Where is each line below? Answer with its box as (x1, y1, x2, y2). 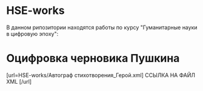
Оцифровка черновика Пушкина (6, 52, 180, 66)
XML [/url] (6, 78, 32, 85)
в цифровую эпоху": (6, 30, 59, 37)
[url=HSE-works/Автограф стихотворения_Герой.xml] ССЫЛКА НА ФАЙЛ (6, 71, 196, 79)
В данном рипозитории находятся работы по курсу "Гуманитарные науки (6, 24, 198, 31)
